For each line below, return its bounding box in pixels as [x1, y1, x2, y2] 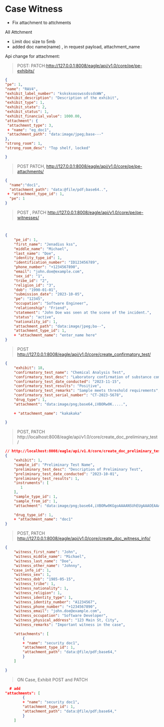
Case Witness [5, 3, 63, 15]
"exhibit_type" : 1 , [5, 100, 45, 105]
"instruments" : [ [14, 480, 49, 485]
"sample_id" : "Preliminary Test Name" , [14, 462, 95, 467]
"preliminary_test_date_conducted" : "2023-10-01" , [14, 471, 119, 477]
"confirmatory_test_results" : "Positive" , [14, 384, 102, 388]
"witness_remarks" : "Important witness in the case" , [14, 622, 125, 627]
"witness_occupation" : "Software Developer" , [14, 613, 108, 618]
